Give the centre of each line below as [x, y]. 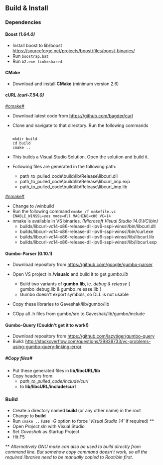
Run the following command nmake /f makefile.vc [64, 211]
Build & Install [27, 8]
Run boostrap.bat [30, 56]
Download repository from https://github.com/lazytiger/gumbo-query [83, 336]
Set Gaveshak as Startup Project [46, 431]
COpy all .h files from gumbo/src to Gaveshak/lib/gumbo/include [79, 314]
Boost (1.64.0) [20, 34]
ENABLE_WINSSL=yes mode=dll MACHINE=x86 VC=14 [62, 216]
